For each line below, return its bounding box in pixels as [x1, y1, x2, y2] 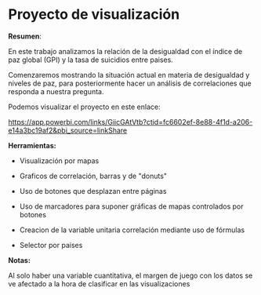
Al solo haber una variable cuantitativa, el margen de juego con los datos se [8, 271, 253, 280]
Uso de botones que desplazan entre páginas [19, 186, 167, 195]
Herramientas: [8, 140, 56, 150]
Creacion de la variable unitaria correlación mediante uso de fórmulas [19, 225, 245, 235]
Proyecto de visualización [8, 5, 180, 24]
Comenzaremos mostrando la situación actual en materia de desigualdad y [8, 70, 250, 79]
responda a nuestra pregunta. [8, 86, 104, 96]
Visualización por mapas [19, 155, 100, 166]
